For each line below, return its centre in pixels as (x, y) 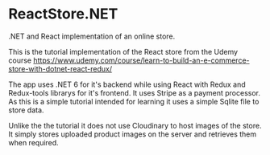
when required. (33, 142)
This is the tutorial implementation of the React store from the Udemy (123, 51)
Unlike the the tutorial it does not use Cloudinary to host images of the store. (135, 125)
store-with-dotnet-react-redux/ (60, 68)
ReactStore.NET (63, 14)
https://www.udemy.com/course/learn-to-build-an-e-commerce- (141, 60)
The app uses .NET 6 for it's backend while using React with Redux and (127, 84)
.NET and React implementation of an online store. (92, 36)
